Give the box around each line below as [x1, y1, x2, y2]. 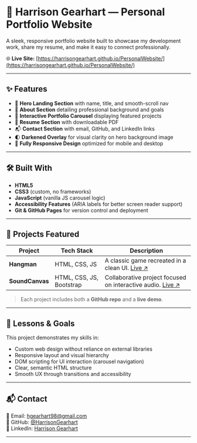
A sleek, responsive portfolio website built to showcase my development [6, 37, 181, 44]
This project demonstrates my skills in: [6, 334, 99, 341]
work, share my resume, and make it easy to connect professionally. [6, 44, 171, 51]
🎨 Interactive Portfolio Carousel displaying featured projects [14, 112, 162, 119]
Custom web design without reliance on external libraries [14, 345, 152, 352]
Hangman [9, 260, 37, 268]
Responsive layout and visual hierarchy [14, 352, 110, 359]
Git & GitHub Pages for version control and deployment [14, 206, 148, 214]
